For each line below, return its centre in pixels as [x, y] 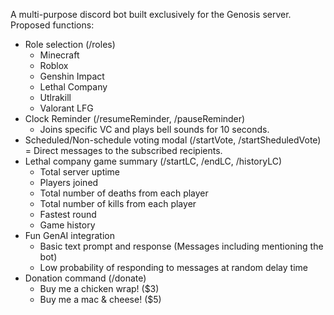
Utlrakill [55, 97]
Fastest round [68, 214]
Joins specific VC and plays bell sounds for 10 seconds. [154, 129]
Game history [67, 225]
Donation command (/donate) [85, 278]
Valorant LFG [66, 108]
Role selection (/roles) [70, 44]
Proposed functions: [52, 25]
